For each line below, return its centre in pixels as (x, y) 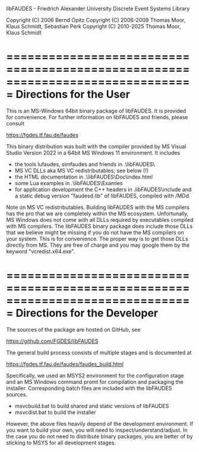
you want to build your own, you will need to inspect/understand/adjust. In (97, 430)
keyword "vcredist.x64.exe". (41, 251)
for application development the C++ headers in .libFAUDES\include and (103, 189)
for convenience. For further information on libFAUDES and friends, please (97, 117)
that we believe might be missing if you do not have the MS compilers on (95, 232)
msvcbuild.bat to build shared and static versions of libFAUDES (92, 406)
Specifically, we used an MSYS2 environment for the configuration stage (95, 375)
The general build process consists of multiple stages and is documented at (99, 352)
